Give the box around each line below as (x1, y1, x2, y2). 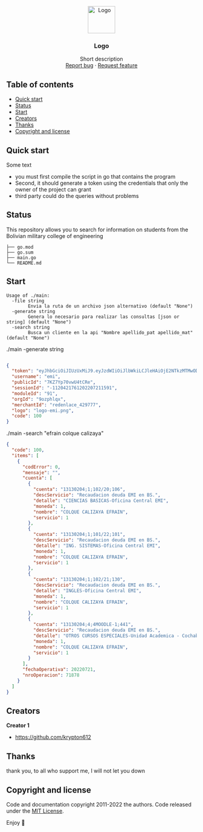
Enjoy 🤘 (6, 819, 25, 826)
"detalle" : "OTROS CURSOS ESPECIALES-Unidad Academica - (33, 633, 180, 639)
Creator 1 (6, 722, 30, 729)
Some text (6, 161, 32, 168)
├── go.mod (6, 244, 34, 250)
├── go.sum (6, 249, 34, 256)
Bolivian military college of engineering (6, 232, 104, 239)
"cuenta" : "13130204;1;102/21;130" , (33, 576, 126, 583)
